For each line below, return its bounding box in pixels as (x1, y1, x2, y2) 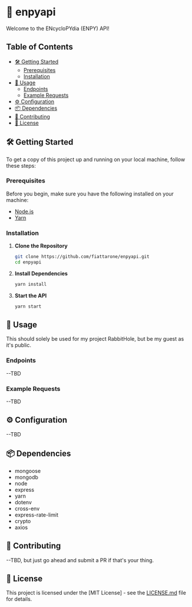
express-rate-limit (14, 511, 59, 518)
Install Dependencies (14, 270, 68, 277)
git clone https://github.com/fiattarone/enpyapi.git (14, 254, 150, 260)
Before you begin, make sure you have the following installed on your (6, 190, 174, 197)
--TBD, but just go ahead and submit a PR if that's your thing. (6, 556, 154, 563)
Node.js (14, 208, 34, 215)
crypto (14, 517, 31, 524)
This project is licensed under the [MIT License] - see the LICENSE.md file (6, 589, 187, 596)
